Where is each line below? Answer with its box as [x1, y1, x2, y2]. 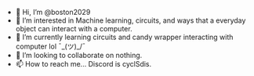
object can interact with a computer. [15, 24, 132, 33]
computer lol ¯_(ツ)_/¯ [15, 42, 86, 51]
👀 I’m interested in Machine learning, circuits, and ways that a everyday [15, 16, 246, 25]
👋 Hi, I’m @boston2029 [15, 8, 91, 16]
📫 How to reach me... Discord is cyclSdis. [15, 60, 152, 68]
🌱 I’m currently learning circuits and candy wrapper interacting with [15, 32, 234, 42]
